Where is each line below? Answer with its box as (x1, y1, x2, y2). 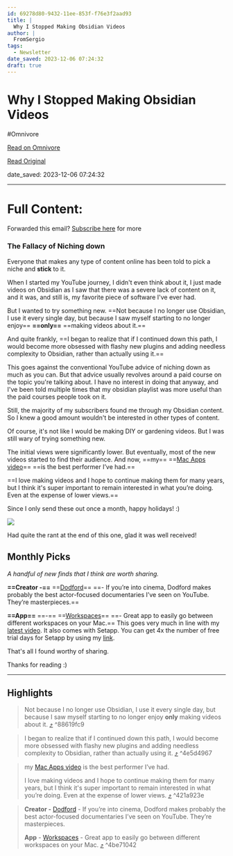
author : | (7, 29, 36, 37)
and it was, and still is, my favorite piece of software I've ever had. (7, 293, 196, 301)
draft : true (7, 62, 42, 69)
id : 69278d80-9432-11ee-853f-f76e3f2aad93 (7, 10, 132, 17)
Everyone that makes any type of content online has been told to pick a (7, 257, 211, 265)
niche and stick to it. (7, 264, 66, 273)
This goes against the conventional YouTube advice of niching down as (7, 363, 211, 371)
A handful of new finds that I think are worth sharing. (7, 569, 159, 578)
